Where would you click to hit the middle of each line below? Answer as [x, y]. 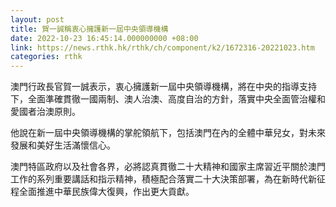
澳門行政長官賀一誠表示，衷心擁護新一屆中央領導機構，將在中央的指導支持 [163, 87]
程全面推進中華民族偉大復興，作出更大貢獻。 [102, 192]
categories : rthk [46, 57]
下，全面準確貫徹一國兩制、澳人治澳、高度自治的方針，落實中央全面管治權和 [168, 99]
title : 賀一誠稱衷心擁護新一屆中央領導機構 [89, 29]
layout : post [37, 19]
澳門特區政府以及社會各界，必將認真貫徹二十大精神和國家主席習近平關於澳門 [168, 167]
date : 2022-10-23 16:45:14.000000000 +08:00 [104, 38]
